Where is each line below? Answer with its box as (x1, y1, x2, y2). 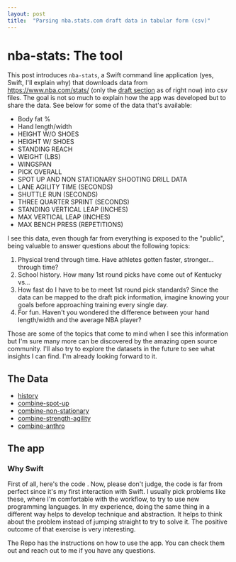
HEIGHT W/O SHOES (17, 130, 79, 138)
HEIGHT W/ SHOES (17, 138, 74, 146)
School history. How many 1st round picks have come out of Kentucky (17, 270, 222, 279)
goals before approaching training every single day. (17, 301, 169, 309)
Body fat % (17, 115, 51, 123)
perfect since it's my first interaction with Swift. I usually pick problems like (7, 487, 226, 495)
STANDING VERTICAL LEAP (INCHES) (17, 205, 129, 214)
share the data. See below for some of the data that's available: (7, 101, 193, 110)
